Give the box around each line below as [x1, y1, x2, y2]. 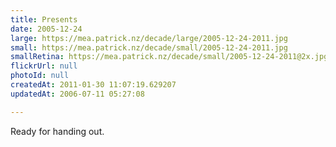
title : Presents [10, 14, 78, 25]
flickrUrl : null [10, 61, 78, 71]
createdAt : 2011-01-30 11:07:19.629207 [10, 80, 177, 90]
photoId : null [10, 71, 70, 81]
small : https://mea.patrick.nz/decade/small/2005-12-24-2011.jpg [10, 42, 288, 53]
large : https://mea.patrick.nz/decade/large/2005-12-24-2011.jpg [10, 33, 288, 43]
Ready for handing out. [10, 125, 105, 137]
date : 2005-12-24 [10, 24, 83, 34]
